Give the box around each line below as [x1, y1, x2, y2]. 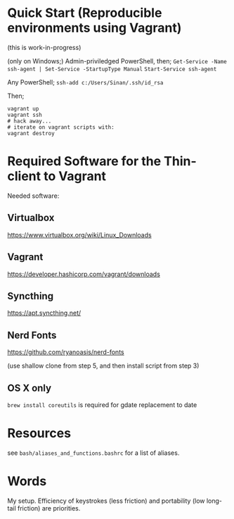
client [7, 168, 41, 185]
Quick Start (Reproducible [7, 5, 162, 21]
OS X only [7, 382, 51, 394]
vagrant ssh [7, 111, 42, 118]
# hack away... [7, 118, 52, 125]
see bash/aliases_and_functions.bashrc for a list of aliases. [7, 449, 180, 457]
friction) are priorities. [17, 504, 81, 512]
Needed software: [7, 192, 60, 200]
